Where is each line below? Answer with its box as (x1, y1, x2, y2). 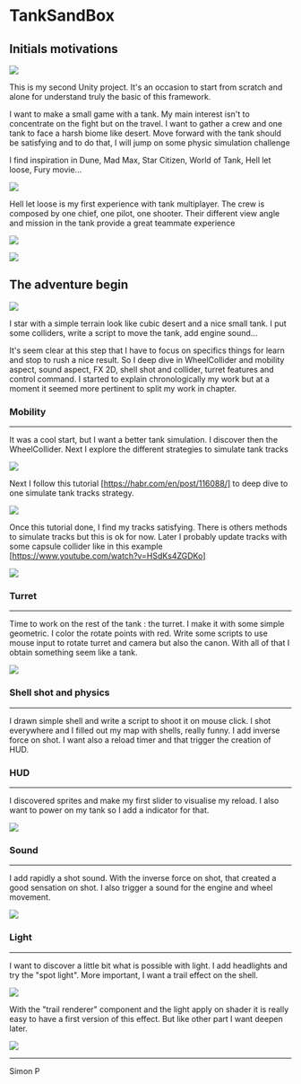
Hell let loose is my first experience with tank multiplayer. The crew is (9, 198, 265, 209)
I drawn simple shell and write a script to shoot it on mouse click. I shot (9, 715, 271, 726)
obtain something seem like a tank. (9, 648, 138, 658)
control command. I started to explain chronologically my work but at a (9, 374, 271, 384)
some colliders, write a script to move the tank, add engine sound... (9, 327, 258, 338)
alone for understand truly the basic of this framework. (9, 92, 211, 101)
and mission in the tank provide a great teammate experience (9, 217, 236, 228)
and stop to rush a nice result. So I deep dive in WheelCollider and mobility (9, 354, 285, 365)
